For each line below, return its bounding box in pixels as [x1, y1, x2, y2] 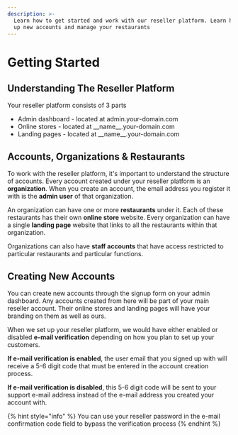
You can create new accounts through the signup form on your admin [7, 289, 210, 297]
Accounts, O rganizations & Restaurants [7, 150, 186, 163]
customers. [7, 341, 40, 348]
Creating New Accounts [7, 270, 115, 282]
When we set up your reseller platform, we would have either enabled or [7, 326, 218, 334]
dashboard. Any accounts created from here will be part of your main [7, 297, 210, 305]
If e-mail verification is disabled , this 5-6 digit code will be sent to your [7, 383, 217, 391]
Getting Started [7, 54, 101, 70]
